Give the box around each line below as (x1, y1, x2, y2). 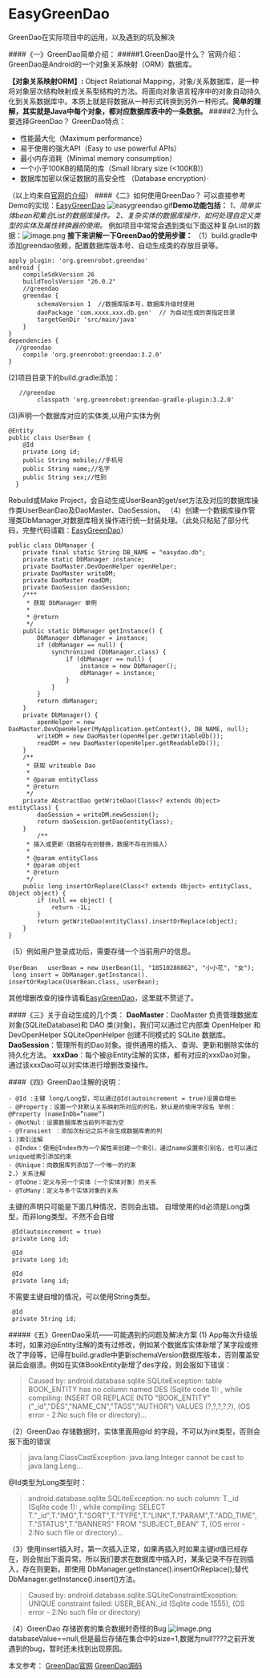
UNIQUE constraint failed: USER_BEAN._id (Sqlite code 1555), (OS (27, 1599, 246, 1608)
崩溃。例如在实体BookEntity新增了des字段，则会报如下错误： (29, 1359, 232, 1370)
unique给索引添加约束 (8, 1153, 72, 1161)
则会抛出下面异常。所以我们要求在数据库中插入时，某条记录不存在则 (22, 1554, 247, 1563)
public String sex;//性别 (22, 473, 107, 481)
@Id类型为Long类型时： (8, 1477, 88, 1487)
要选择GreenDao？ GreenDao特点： (8, 116, 127, 126)
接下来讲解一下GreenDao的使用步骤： (66, 230, 193, 240)
